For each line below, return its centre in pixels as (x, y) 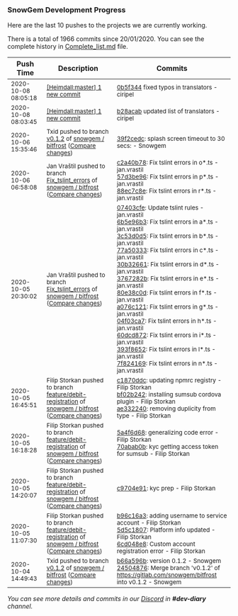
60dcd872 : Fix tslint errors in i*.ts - (166, 335)
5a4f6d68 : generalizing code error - (168, 433)
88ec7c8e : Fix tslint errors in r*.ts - (166, 191)
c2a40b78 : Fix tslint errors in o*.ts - (168, 163)
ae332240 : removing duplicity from (166, 409)
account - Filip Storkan (149, 523)
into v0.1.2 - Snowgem (149, 582)
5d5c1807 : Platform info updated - (166, 530)
